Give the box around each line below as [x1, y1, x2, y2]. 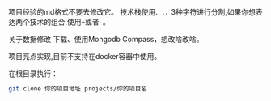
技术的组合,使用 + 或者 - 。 [29, 17, 111, 27]
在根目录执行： [8, 69, 58, 78]
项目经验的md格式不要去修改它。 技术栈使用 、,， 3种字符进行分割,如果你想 [8, 7, 256, 16]
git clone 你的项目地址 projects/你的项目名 [8, 85, 147, 93]
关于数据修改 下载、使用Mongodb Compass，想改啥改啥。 [8, 35, 204, 44]
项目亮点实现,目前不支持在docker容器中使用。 [8, 52, 162, 61]
